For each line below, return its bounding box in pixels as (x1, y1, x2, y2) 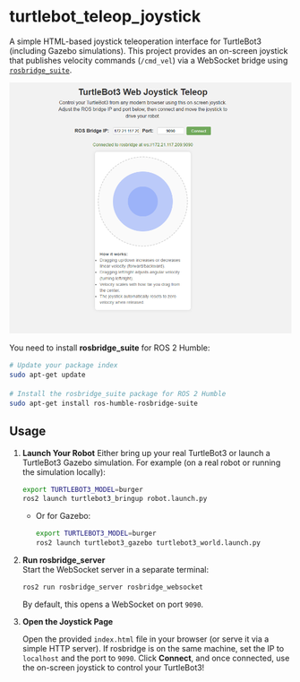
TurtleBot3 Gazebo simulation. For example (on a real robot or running (21, 457, 281, 468)
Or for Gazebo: (35, 511, 91, 522)
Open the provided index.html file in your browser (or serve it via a (21, 634, 270, 644)
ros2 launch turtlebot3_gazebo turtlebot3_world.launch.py (35, 539, 261, 548)
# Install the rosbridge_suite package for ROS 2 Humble (9, 389, 227, 398)
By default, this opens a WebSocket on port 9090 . (21, 599, 204, 609)
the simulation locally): (21, 466, 106, 477)
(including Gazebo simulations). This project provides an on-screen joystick (9, 45, 288, 56)
